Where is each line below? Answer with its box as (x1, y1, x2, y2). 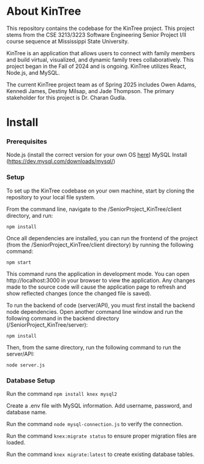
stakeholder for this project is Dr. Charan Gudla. (6, 94, 127, 101)
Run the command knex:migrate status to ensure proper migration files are (6, 432, 197, 439)
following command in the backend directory (6, 314, 119, 322)
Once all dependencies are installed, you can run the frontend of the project (6, 234, 198, 242)
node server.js (6, 362, 45, 368)
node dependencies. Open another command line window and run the (6, 308, 183, 315)
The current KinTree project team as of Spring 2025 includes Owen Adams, (6, 81, 197, 88)
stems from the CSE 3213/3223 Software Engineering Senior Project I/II (6, 31, 187, 38)
